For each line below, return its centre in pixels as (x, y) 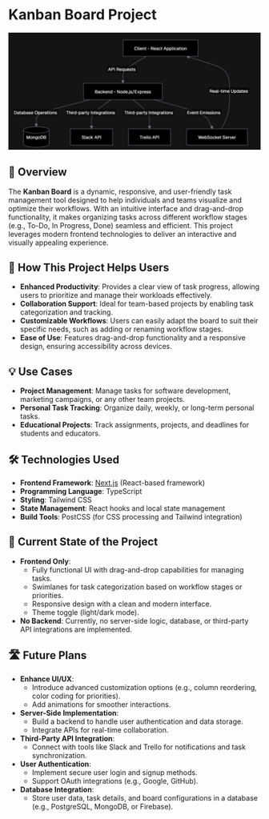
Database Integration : (57, 789)
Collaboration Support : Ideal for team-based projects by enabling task (137, 304)
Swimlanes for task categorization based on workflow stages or (137, 587)
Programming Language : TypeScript (81, 491)
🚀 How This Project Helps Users (89, 267)
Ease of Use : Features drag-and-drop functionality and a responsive (132, 338)
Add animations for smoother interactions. (101, 704)
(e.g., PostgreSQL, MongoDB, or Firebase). (102, 806)
